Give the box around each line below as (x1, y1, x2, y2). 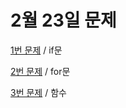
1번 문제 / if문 (10, 44, 63, 56)
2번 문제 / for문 (10, 65, 71, 77)
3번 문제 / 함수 (10, 86, 67, 98)
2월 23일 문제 (10, 9, 117, 32)
